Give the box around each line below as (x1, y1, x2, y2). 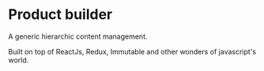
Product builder (8, 6, 113, 24)
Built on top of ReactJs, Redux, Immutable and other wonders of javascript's (8, 47, 257, 56)
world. (8, 55, 29, 65)
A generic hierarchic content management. (8, 32, 148, 41)
